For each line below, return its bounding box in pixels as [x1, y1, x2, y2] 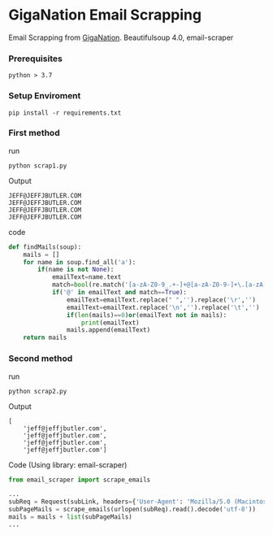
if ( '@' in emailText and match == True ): [51, 289, 187, 297]
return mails [23, 333, 67, 342]
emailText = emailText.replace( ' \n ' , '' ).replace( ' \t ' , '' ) [66, 303, 260, 311]
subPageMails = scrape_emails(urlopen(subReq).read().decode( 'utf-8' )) [8, 506, 256, 514]
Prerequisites [8, 53, 63, 64]
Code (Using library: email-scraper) [8, 459, 128, 469]
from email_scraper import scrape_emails [8, 476, 151, 484]
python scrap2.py [8, 387, 67, 395]
